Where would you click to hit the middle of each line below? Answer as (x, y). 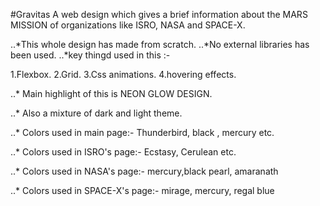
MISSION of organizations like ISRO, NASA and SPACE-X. (128, 25)
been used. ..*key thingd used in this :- (90, 55)
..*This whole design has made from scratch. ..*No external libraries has (160, 44)
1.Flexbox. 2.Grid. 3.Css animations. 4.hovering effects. (123, 74)
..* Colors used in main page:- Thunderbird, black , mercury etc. (142, 132)
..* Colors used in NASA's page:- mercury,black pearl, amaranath (144, 171)
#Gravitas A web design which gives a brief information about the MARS (159, 14)
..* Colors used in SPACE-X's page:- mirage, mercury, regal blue (142, 190)
